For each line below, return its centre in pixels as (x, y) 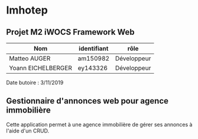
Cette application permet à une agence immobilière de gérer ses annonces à (99, 124)
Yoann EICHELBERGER (40, 68)
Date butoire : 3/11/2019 (35, 82)
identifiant (94, 49)
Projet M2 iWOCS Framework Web (70, 32)
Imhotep (27, 10)
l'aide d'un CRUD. (27, 131)
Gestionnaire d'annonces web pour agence (87, 101)
